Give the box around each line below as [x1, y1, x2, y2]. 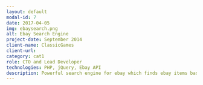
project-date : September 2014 [6, 37, 83, 42]
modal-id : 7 [6, 14, 36, 20]
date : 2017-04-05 [6, 20, 50, 26]
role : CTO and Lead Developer [6, 59, 83, 65]
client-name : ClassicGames [6, 42, 74, 48]
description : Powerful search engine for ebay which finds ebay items [6, 70, 188, 76]
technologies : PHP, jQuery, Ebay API [6, 64, 101, 71]
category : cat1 [6, 53, 45, 59]
